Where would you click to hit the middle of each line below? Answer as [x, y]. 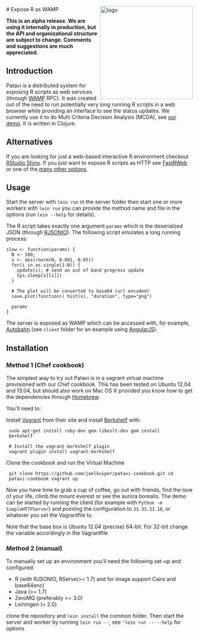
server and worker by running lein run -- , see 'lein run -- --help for [94, 622]
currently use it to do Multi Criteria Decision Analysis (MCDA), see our [91, 117]
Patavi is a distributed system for [46, 85]
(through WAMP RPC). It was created [51, 98]
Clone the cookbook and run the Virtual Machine [65, 463]
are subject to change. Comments [49, 40]
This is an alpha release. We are [46, 21]
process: [17, 239]
